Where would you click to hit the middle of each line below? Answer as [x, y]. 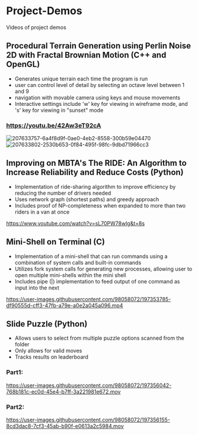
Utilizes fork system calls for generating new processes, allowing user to [103, 269]
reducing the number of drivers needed [63, 193]
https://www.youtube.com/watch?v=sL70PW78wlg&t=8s [76, 223]
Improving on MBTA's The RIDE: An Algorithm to [96, 163]
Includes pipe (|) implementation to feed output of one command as [97, 281]
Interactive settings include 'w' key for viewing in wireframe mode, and [101, 104]
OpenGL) [23, 64]
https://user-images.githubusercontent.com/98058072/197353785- [89, 299]
